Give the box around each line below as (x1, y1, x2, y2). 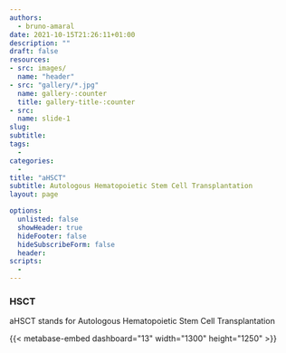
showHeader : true (17, 223, 83, 232)
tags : (9, 139, 30, 148)
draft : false (9, 47, 59, 56)
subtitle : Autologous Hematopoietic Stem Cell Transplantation (9, 182, 253, 191)
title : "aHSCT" (9, 173, 67, 182)
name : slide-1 (17, 114, 71, 123)
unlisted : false (17, 215, 79, 224)
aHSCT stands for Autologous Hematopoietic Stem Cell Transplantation (9, 316, 276, 327)
